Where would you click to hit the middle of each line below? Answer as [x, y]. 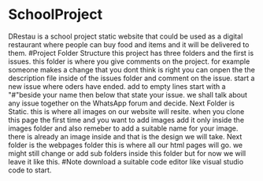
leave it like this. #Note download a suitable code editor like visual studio [126, 161]
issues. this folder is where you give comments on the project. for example [129, 61]
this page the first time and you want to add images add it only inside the [126, 120]
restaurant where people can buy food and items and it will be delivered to [129, 44]
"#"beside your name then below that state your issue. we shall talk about [128, 94]
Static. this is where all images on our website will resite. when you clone [126, 111]
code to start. [30, 170]
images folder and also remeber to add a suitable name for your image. [123, 128]
